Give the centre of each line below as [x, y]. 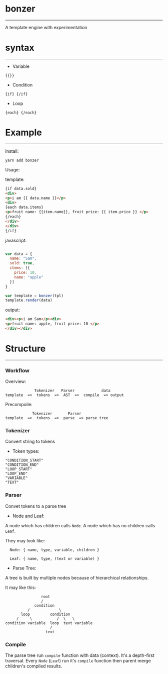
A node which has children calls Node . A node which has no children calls [80, 525]
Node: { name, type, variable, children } [54, 550]
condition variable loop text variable [49, 623]
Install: [12, 151]
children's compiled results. [34, 666]
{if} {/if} [16, 94]
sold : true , [22, 263]
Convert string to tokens [30, 442]
